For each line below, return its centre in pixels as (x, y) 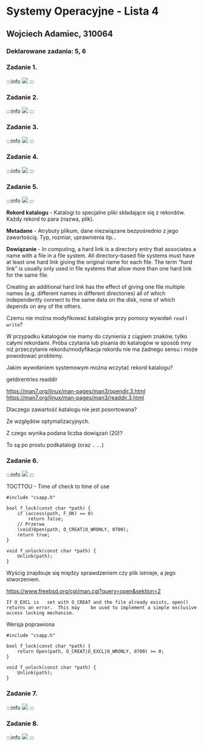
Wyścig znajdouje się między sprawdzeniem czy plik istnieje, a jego (91, 573)
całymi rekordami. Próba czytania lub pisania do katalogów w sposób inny (99, 343)
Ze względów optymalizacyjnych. (48, 421)
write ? (15, 324)
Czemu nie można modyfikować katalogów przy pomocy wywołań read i (97, 318)
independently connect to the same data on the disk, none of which (91, 299)
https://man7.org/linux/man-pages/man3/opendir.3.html (76, 391)
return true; (34, 535)
